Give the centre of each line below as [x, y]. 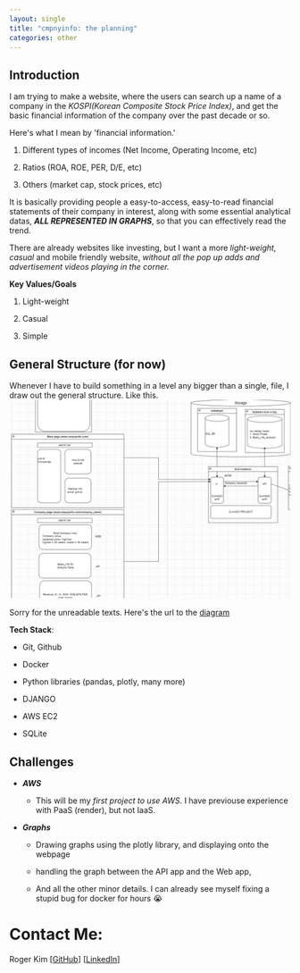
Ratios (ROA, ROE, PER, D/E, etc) [82, 168]
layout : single [37, 19]
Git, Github [42, 647]
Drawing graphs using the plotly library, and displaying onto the [152, 845]
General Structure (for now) [88, 364]
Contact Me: [56, 935]
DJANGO [39, 699]
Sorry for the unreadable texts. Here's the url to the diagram [120, 613]
